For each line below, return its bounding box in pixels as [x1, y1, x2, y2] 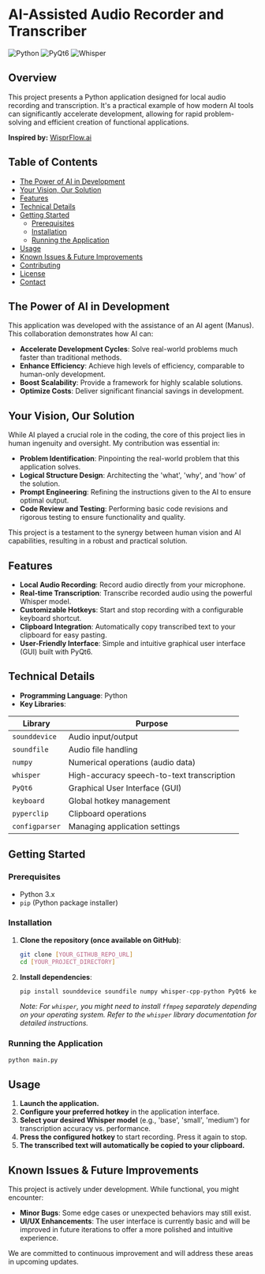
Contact [19, 277, 46, 286]
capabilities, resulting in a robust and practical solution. [8, 536, 188, 546]
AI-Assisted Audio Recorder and [8, 6, 225, 24]
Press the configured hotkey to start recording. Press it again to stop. [19, 1132, 248, 1141]
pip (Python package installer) [19, 898, 118, 907]
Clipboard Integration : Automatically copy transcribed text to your [19, 622, 236, 631]
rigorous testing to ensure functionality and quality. [19, 513, 186, 522]
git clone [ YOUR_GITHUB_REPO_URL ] [19, 951, 133, 958]
